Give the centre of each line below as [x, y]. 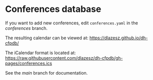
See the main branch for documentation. [47, 73]
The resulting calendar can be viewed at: [47, 38]
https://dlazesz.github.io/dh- [119, 38]
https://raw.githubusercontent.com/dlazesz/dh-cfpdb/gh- [64, 58]
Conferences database [53, 9]
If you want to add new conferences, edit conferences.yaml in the [72, 23]
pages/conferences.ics [29, 63]
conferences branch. [26, 28]
